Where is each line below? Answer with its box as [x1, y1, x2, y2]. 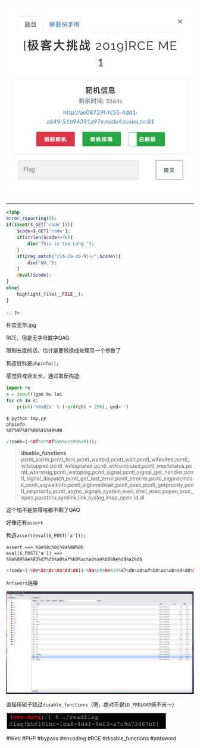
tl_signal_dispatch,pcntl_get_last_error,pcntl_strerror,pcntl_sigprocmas [20, 474, 193, 482]
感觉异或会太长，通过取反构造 [6, 372, 79, 379]
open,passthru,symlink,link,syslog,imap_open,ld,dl [20, 493, 145, 501]
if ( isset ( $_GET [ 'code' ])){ [6, 222, 73, 228]
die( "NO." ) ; [27, 259, 58, 266]
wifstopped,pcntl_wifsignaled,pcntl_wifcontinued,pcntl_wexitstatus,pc [20, 462, 192, 469]
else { [6, 285, 20, 291]
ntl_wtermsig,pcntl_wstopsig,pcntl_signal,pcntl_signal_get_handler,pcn [20, 468, 194, 476]
